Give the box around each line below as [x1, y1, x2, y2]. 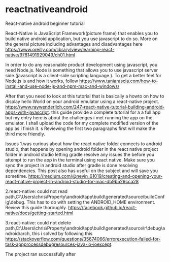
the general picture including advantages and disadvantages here [5, 41, 143, 47]
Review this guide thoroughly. [5, 204, 67, 210]
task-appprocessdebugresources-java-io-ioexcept [5, 241, 112, 247]
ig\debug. [5, 199, 26, 205]
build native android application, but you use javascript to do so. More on [5, 36, 158, 42]
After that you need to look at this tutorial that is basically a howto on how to [5, 93, 164, 99]
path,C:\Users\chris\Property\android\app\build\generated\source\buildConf [5, 193, 165, 200]
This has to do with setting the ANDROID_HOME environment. [26, 199, 156, 205]
